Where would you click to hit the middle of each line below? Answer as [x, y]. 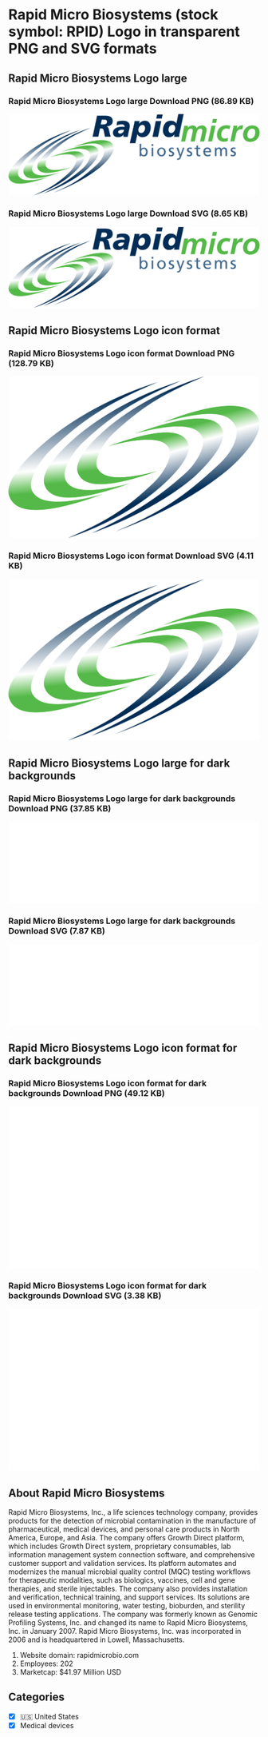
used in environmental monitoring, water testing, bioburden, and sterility [127, 1606]
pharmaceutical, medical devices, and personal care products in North [124, 1529]
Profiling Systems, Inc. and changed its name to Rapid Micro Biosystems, [128, 1623]
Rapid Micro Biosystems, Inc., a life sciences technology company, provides [133, 1512]
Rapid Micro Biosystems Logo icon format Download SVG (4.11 [131, 556]
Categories [37, 1697]
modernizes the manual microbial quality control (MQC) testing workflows [130, 1572]
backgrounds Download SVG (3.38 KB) [85, 1296]
